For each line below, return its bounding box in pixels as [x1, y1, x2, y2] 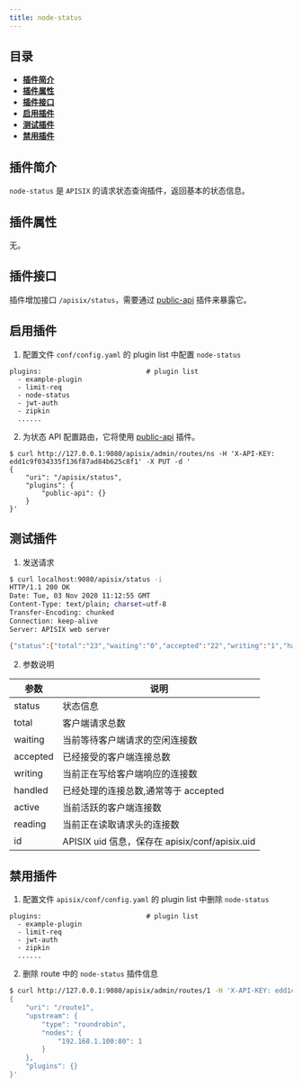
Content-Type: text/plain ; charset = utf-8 [9, 600, 167, 609]
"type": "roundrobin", [41, 1019, 127, 1028]
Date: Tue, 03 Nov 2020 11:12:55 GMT [9, 591, 151, 600]
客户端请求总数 [62, 717, 126, 729]
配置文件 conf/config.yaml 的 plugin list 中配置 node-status [22, 349, 241, 360]
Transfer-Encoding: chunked [9, 608, 115, 617]
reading [13, 818, 47, 830]
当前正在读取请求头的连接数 [62, 818, 180, 830]
